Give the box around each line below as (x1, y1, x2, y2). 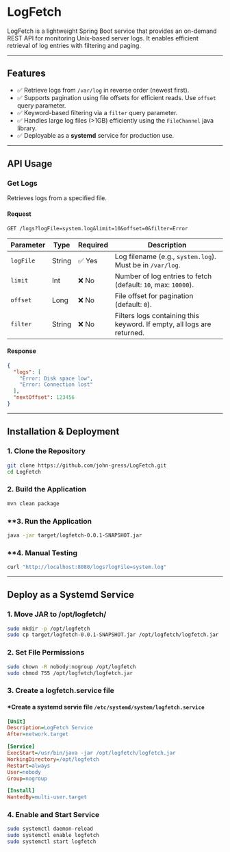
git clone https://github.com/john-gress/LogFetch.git (7, 462, 167, 469)
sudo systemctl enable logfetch (7, 832, 99, 839)
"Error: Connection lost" (19, 381, 94, 388)
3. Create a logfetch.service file (7, 686, 115, 696)
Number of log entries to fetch (114, 271, 212, 281)
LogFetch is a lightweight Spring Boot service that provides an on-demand (7, 27, 217, 35)
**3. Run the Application (7, 516, 92, 526)
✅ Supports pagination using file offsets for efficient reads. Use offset (16, 93, 217, 101)
